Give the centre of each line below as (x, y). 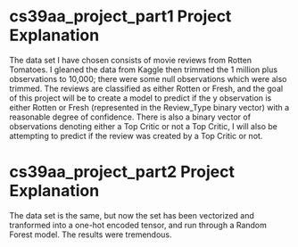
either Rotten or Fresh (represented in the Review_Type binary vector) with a (149, 107)
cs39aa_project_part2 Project (122, 172)
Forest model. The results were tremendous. (91, 235)
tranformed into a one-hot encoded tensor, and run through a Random (138, 225)
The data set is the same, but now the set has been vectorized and (132, 215)
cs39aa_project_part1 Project (120, 16)
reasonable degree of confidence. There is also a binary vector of (130, 117)
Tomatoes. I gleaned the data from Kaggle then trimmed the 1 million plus (144, 70)
